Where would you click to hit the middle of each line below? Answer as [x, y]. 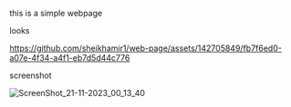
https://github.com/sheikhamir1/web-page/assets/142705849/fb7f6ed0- [146, 48]
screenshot [31, 75]
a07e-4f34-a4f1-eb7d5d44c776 [70, 58]
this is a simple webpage [56, 13]
